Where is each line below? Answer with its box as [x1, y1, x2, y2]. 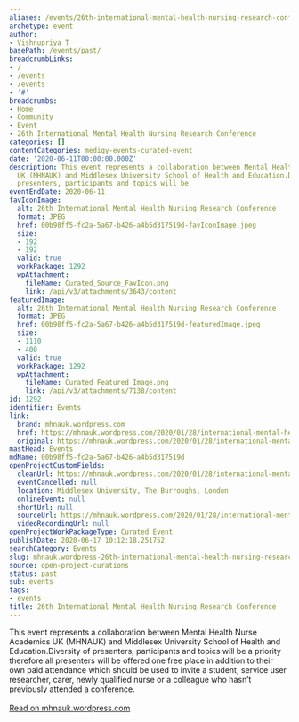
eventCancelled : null [17, 477, 98, 486]
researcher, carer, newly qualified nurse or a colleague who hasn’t [9, 674, 252, 685]
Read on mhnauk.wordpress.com [9, 702, 131, 713]
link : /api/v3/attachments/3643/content [25, 286, 177, 295]
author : [9, 29, 38, 38]
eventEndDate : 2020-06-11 [9, 187, 105, 196]
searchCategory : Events [9, 544, 98, 553]
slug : [9, 552, 29, 561]
